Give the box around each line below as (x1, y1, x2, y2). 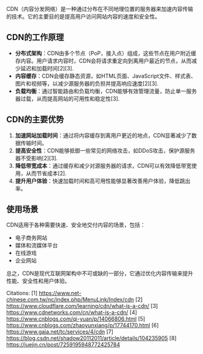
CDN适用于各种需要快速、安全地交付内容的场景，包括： (6, 221, 145, 229)
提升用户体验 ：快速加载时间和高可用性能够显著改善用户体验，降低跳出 (15, 177, 191, 184)
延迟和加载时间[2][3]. (20, 64, 74, 72)
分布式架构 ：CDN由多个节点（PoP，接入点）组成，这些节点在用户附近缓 (15, 49, 196, 56)
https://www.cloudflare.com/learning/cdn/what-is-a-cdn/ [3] (6, 302, 158, 310)
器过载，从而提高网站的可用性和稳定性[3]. (15, 95, 120, 102)
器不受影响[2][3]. (15, 154, 58, 162)
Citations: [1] (6, 290, 38, 297)
